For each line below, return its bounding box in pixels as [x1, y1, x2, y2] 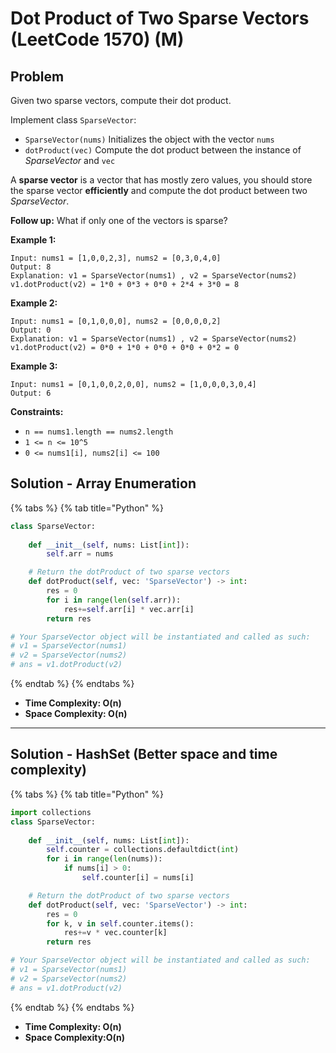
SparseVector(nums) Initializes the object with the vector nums [24, 133, 275, 145]
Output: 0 [10, 325, 52, 335]
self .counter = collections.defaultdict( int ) [46, 845, 240, 855]
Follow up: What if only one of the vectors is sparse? [10, 215, 228, 226]
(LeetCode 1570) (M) [10, 28, 185, 51]
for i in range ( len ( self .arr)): [46, 595, 182, 605]
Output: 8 [10, 262, 52, 272]
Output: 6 [10, 388, 52, 398]
